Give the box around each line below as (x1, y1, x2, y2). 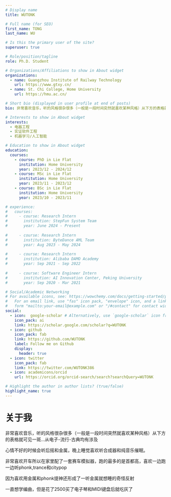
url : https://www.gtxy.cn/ (14, 82, 72, 87)
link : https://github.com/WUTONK (14, 337, 85, 342)
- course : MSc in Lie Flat (14, 171, 72, 176)
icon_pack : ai (14, 318, 44, 323)
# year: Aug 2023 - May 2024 (5, 242, 81, 247)
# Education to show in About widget (5, 143, 85, 148)
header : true (18, 351, 47, 356)
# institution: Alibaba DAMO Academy (5, 256, 99, 261)
